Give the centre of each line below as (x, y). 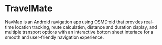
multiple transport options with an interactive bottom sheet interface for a (79, 32)
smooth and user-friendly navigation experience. (54, 37)
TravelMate (29, 8)
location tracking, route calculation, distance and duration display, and (86, 27)
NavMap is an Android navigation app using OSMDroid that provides (74, 22)
